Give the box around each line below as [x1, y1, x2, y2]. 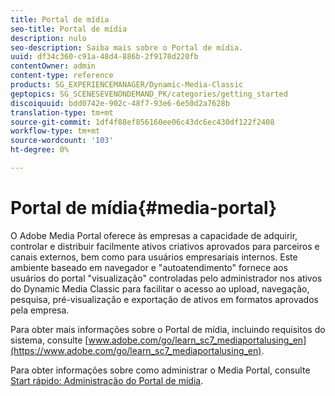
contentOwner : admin [10, 61, 97, 71]
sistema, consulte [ [10, 334, 89, 346]
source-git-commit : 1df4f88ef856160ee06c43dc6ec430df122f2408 [10, 117, 275, 127]
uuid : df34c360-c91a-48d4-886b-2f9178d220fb [10, 52, 199, 62]
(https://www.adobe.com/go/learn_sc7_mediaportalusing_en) [10, 344, 262, 356]
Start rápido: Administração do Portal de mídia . [10, 374, 204, 386]
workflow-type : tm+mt [10, 126, 101, 136]
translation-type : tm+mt [10, 107, 114, 118]
